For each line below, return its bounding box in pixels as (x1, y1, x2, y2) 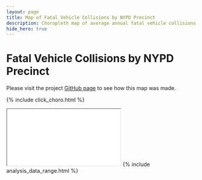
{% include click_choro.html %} (6, 96, 85, 103)
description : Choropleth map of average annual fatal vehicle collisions (6, 20, 197, 26)
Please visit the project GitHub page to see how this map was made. (6, 85, 177, 92)
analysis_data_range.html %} (6, 167, 79, 175)
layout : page (6, 8, 39, 15)
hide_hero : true (6, 25, 47, 32)
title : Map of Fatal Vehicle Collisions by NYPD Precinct (6, 14, 155, 21)
